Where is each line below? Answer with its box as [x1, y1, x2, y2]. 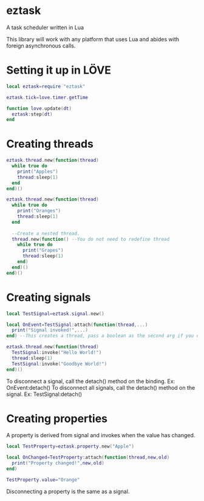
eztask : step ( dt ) [12, 111, 53, 117]
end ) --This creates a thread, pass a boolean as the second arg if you [6, 333, 194, 339]
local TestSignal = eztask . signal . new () [6, 311, 104, 317]
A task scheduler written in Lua [6, 24, 84, 31]
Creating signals [6, 290, 91, 304]
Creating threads [6, 137, 94, 151]
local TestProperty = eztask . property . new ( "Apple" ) [6, 443, 135, 450]
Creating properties [6, 412, 108, 426]
